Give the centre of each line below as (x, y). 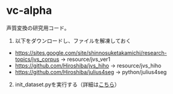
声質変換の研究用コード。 (38, 28)
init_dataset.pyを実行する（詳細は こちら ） (68, 84)
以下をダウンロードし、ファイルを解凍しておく (73, 40)
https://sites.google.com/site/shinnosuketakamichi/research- (91, 52)
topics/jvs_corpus (37, 59)
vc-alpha (29, 11)
